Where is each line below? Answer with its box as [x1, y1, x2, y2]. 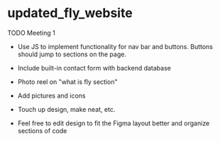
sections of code [17, 126, 67, 135]
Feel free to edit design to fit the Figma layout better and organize [17, 119, 210, 127]
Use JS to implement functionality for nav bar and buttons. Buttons [17, 42, 213, 51]
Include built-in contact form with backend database [17, 63, 172, 72]
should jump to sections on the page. [17, 50, 126, 58]
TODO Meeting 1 [7, 28, 55, 37]
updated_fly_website [7, 5, 133, 21]
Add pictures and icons [17, 91, 86, 100]
